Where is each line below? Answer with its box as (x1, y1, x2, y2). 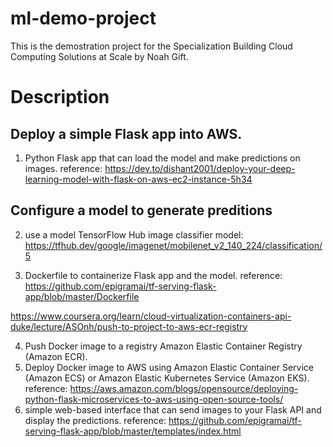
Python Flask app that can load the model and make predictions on (24, 152, 301, 164)
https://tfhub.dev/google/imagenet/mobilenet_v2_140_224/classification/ (24, 239, 323, 251)
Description (10, 86, 110, 109)
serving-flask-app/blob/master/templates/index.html (24, 425, 242, 437)
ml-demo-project (10, 7, 157, 30)
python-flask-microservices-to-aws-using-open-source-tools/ (24, 393, 284, 405)
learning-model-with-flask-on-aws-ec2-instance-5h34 (24, 173, 253, 185)
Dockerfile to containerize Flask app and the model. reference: (24, 269, 283, 281)
